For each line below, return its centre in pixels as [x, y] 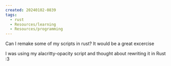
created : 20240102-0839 [31, 10]
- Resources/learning [33, 24]
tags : [11, 15]
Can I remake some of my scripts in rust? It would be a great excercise [80, 43]
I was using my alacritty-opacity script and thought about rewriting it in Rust [85, 54]
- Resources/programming [36, 29]
